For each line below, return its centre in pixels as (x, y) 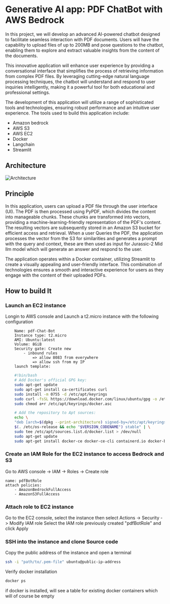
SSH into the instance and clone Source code (62, 542)
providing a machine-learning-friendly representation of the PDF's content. (83, 222)
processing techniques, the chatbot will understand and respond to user (80, 82)
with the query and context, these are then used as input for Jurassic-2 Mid (84, 244)
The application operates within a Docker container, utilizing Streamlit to (80, 259)
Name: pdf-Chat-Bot (35, 331)
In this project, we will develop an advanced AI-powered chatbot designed (83, 34)
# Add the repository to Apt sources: (55, 413)
